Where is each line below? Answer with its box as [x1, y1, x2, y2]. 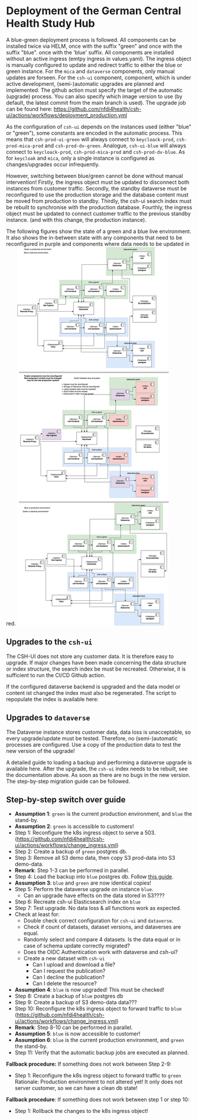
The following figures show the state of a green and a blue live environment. [6, 228, 191, 235]
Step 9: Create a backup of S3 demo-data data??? [14, 999, 137, 1006]
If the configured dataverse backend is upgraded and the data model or [6, 683, 181, 690]
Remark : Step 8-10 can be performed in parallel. [14, 1024, 133, 1031]
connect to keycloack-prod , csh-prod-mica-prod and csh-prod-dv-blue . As [6, 148, 185, 155]
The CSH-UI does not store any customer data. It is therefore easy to [6, 652, 174, 660]
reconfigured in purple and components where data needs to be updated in [6, 240, 190, 247]
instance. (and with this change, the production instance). [6, 216, 147, 223]
